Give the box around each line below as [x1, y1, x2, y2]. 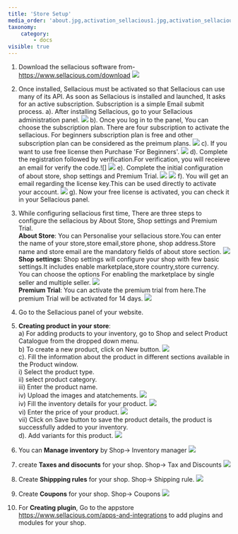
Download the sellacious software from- [18, 63, 136, 71]
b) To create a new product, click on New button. [18, 345, 161, 354]
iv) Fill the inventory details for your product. [18, 400, 148, 407]
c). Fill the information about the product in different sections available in [18, 353, 230, 361]
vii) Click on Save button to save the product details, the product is [18, 415, 213, 424]
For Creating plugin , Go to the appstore [18, 504, 134, 511]
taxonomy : [8, 23, 37, 30]
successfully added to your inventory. [18, 423, 129, 431]
